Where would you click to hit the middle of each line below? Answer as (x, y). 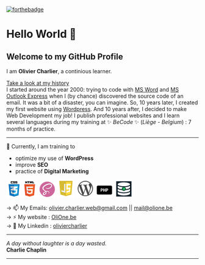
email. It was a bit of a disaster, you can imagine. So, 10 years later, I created (102, 103)
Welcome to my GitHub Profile (65, 56)
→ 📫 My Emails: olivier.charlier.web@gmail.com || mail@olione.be (89, 208)
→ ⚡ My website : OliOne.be (41, 217)
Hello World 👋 (41, 34)
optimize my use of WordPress (54, 158)
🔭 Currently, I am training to (41, 146)
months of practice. (31, 129)
